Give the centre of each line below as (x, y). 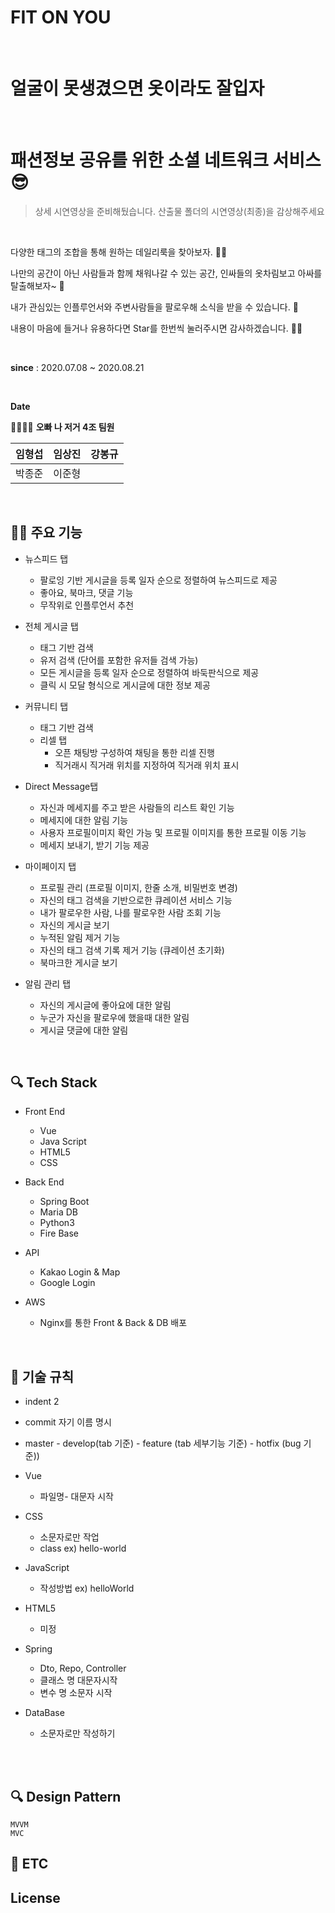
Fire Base (59, 1233)
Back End (44, 1182)
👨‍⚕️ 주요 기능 (46, 532)
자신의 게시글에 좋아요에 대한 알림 (105, 1005)
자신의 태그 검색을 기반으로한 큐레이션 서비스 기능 (136, 900)
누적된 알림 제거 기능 (80, 937)
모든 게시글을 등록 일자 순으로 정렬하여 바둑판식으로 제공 (149, 672)
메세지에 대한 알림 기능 (84, 820)
